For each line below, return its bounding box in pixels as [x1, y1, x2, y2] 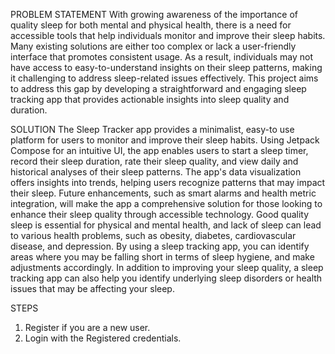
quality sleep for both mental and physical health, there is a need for [10, 19, 292, 31]
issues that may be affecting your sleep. [10, 283, 175, 294]
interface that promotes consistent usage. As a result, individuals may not [10, 51, 314, 63]
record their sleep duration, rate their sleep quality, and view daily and [10, 155, 299, 167]
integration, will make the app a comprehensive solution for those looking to [10, 198, 323, 209]
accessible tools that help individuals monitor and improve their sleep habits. [10, 30, 326, 41]
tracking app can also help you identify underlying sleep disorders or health [10, 272, 323, 284]
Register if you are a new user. [24, 322, 151, 333]
